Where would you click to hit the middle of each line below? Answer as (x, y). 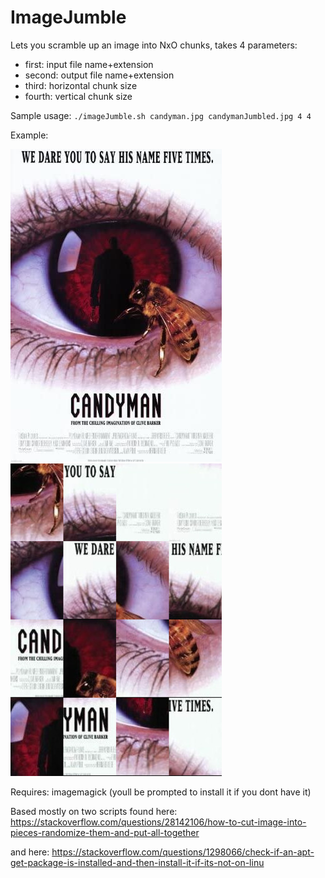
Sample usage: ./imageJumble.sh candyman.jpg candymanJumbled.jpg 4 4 (161, 115)
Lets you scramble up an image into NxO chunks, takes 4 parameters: (154, 45)
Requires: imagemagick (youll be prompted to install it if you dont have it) (161, 792)
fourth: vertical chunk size (78, 96)
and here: (30, 852)
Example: (29, 135)
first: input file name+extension (89, 64)
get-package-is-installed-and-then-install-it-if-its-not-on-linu (137, 862)
